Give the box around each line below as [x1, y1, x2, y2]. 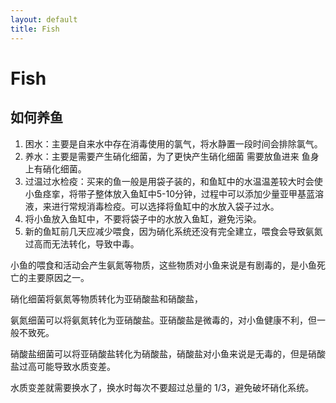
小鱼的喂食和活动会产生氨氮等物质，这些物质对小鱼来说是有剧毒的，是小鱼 [10, 259, 317, 271]
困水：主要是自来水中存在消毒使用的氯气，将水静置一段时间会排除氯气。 [24, 137, 323, 150]
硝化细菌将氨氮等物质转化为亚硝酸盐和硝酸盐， [10, 292, 203, 305]
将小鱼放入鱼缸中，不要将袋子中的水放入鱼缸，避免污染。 [24, 212, 262, 225]
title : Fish [10, 24, 60, 34]
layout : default [10, 14, 78, 25]
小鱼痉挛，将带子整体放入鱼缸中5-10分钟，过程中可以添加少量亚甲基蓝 [24, 187, 316, 200]
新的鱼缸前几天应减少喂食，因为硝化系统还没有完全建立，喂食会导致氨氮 [24, 225, 323, 237]
